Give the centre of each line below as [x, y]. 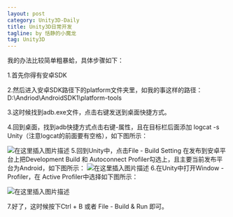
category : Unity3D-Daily [43, 20]
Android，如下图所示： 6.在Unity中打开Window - [121, 168]
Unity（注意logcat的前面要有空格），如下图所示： [78, 136]
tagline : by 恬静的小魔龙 [42, 33]
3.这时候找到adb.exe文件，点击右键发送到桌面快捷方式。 [89, 112]
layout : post [26, 14]
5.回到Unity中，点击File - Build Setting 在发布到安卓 [146, 151]
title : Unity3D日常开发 [40, 27]
